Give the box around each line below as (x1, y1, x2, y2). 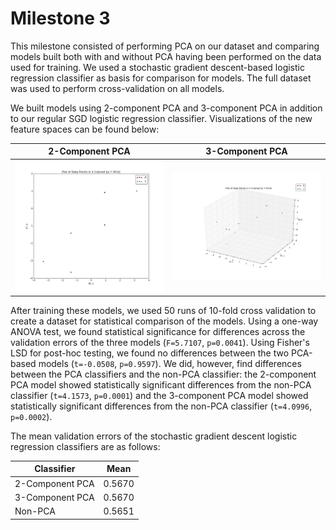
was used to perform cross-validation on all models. (10, 82, 225, 94)
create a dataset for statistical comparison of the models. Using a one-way (10, 315, 319, 327)
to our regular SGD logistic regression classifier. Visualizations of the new (10, 112, 313, 124)
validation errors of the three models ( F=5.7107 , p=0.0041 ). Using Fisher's (10, 336, 310, 348)
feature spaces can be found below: (10, 123, 160, 135)
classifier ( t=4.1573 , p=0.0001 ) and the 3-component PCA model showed (10, 389, 309, 401)
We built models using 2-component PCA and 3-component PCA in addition (10, 102, 323, 114)
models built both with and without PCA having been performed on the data (10, 50, 322, 62)
